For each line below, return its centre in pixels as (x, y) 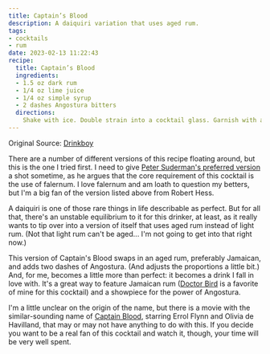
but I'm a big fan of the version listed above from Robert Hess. (111, 193)
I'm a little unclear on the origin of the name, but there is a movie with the (129, 307)
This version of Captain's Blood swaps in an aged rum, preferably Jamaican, (135, 258)
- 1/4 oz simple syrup (53, 98)
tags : (17, 31)
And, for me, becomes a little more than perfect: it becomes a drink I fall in (131, 275)
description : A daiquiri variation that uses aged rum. (104, 23)
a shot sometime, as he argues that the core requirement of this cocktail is (131, 175)
